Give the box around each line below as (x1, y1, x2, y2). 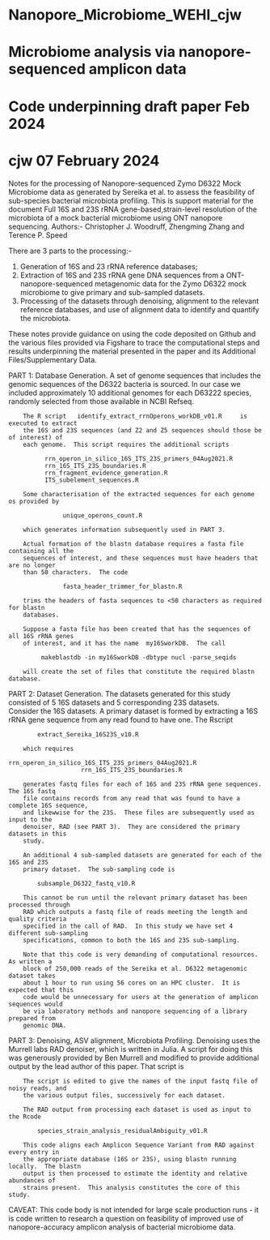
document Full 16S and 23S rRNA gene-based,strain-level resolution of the (8, 204, 257, 214)
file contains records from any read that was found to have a (23, 794, 241, 802)
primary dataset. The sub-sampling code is (23, 865, 175, 873)
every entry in (8, 1148, 60, 1156)
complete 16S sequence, (8, 801, 89, 809)
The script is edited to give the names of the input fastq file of (23, 1077, 259, 1085)
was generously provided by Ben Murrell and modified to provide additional (8, 1053, 259, 1062)
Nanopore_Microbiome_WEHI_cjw (8, 6, 243, 24)
